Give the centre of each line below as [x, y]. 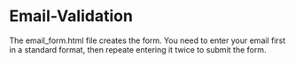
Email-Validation [71, 16]
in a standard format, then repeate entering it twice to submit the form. [138, 49]
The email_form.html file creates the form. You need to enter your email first [147, 40]
